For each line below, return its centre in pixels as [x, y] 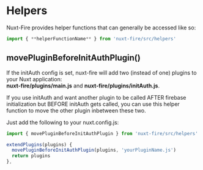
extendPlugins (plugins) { [39, 144]
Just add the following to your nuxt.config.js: [63, 122]
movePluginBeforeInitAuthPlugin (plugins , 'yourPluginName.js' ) [94, 150]
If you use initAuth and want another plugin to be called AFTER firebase [96, 97]
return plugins [31, 156]
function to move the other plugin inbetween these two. [76, 110]
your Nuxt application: [34, 79]
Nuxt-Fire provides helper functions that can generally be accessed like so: [101, 28]
